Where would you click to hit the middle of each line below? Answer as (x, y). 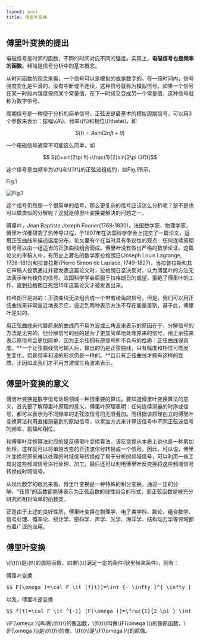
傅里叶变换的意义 (37, 384)
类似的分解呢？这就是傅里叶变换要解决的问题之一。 (84, 213)
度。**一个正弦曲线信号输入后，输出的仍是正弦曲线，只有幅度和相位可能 (95, 348)
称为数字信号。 (24, 101)
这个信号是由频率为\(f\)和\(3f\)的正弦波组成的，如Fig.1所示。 (80, 170)
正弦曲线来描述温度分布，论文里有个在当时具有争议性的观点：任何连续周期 (102, 241)
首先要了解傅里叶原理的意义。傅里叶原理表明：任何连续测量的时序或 (100, 407)
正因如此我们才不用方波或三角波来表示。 (66, 363)
